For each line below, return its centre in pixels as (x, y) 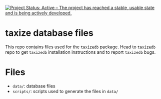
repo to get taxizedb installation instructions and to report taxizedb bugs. (80, 52)
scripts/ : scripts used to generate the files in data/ (65, 91)
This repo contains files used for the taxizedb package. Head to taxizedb (80, 47)
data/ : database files (34, 86)
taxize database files (49, 33)
